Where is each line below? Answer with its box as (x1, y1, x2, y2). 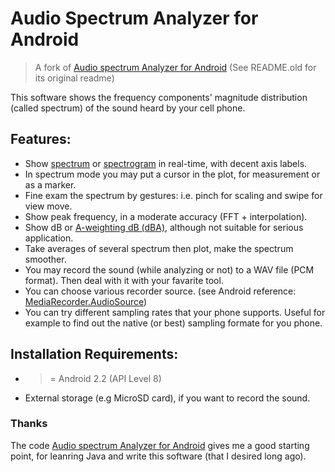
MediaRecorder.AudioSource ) (24, 295, 148, 307)
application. (24, 232, 74, 244)
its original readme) (34, 72, 115, 84)
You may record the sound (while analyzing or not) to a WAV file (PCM (24, 263, 315, 276)
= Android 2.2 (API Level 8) (49, 372, 162, 384)
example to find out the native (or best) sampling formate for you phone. (24, 317, 323, 329)
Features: (10, 131, 72, 148)
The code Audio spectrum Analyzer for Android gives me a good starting (10, 439, 310, 451)
